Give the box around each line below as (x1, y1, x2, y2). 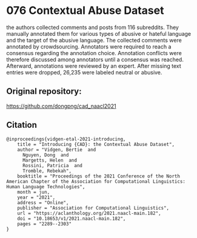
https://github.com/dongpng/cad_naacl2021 (6, 102, 116, 110)
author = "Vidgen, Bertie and (17, 147, 96, 153)
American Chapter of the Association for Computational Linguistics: (6, 178, 186, 185)
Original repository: (6, 86, 82, 97)
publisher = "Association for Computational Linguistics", (17, 205, 170, 211)
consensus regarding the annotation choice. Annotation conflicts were (6, 49, 182, 56)
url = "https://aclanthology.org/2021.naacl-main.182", (17, 210, 162, 216)
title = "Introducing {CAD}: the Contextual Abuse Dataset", (17, 141, 175, 147)
